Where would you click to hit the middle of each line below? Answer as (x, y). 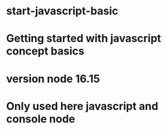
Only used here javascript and (82, 106)
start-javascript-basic (62, 11)
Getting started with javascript (84, 39)
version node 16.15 (53, 79)
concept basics (45, 51)
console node (41, 119)
